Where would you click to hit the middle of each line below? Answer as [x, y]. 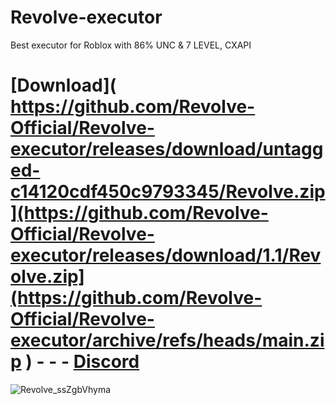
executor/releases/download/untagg [167, 149]
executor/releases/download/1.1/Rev [166, 255]
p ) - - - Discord [75, 362]
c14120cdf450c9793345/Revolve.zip [168, 192]
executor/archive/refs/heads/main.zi [167, 340]
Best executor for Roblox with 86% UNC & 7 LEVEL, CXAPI [131, 45]
